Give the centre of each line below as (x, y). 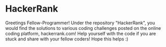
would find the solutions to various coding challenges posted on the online (83, 28)
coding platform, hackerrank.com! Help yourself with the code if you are (81, 33)
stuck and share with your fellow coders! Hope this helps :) (67, 39)
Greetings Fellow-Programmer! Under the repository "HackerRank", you (80, 23)
